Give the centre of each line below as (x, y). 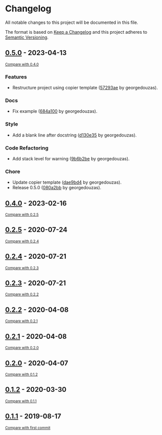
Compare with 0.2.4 (22, 241)
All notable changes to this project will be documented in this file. (72, 22)
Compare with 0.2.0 (22, 348)
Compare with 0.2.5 (22, 215)
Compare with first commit (28, 428)
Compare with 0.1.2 (22, 374)
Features (16, 76)
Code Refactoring (27, 148)
